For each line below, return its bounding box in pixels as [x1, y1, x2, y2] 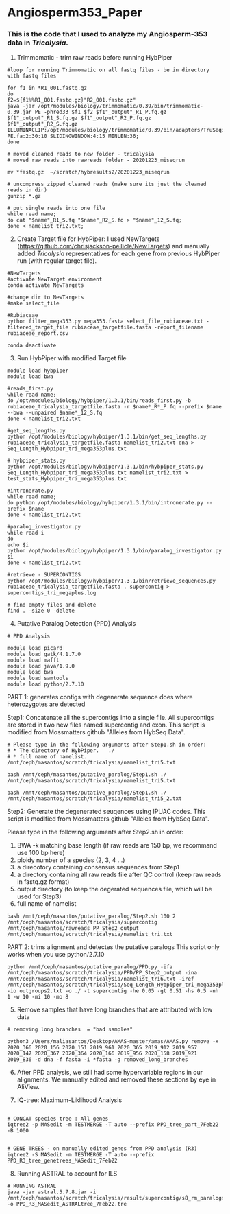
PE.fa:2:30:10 [7, 132, 48, 140]
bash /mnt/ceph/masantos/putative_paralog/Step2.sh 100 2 [7, 913, 176, 920]
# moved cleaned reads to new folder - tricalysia [7, 151, 155, 158]
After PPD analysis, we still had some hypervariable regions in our [16, 1069, 203, 1077]
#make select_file [7, 300, 60, 307]
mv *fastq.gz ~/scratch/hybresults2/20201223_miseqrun [7, 169, 170, 176]
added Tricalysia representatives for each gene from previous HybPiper [16, 249, 220, 258]
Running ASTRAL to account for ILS [16, 1169, 118, 1178]
